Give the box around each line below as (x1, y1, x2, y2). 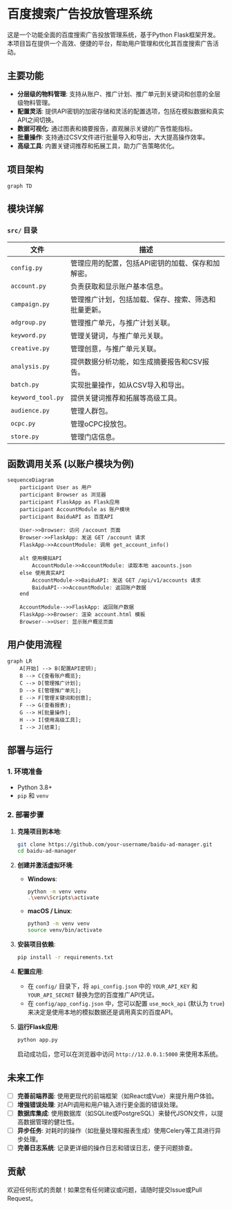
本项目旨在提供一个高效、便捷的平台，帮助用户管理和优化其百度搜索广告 (7, 39, 213, 47)
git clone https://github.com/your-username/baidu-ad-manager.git (17, 841, 213, 848)
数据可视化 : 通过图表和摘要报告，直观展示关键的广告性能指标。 (17, 124, 197, 132)
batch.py (10, 381, 39, 389)
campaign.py (10, 300, 50, 308)
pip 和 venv (17, 791, 49, 800)
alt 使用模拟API (19, 555, 62, 562)
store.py (10, 433, 39, 441)
